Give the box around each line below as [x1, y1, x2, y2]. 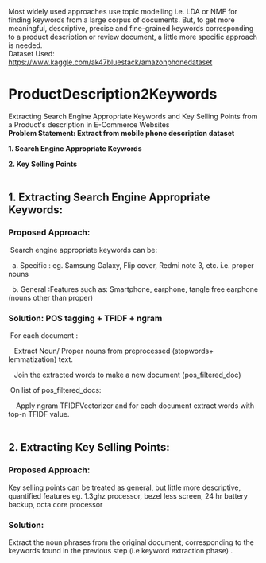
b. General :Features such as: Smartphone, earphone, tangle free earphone [11, 284, 259, 293]
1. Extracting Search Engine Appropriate [8, 191, 210, 204]
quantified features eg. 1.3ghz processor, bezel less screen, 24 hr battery [8, 491, 249, 500]
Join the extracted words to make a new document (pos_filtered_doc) [13, 370, 241, 379]
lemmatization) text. [8, 354, 74, 364]
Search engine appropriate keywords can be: [10, 245, 157, 254]
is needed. [8, 41, 43, 50]
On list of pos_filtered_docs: [10, 385, 102, 394]
